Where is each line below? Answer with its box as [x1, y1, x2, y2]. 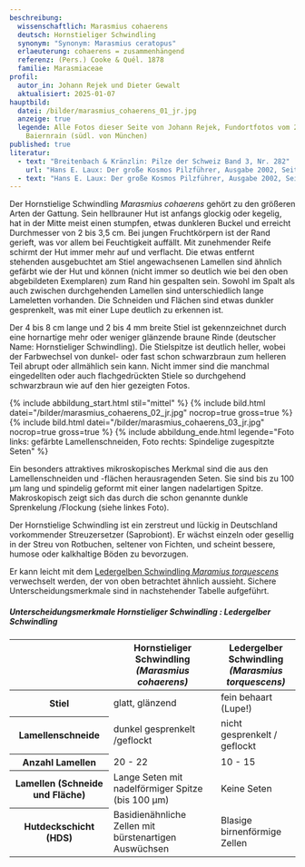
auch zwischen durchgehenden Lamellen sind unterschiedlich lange [9, 285, 264, 296]
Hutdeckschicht [24, 821, 95, 833]
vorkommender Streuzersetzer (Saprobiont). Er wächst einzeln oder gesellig [9, 529, 295, 540]
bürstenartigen [113, 832, 177, 844]
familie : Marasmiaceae [17, 64, 103, 74]
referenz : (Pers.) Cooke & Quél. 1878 [17, 55, 165, 64]
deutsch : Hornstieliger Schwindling [17, 30, 156, 39]
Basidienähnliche [113, 809, 187, 822]
